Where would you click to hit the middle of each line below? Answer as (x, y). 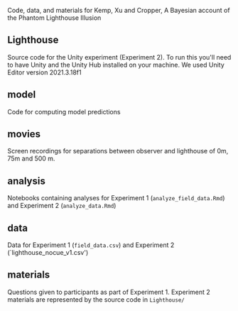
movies (24, 134)
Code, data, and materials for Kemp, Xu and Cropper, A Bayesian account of (119, 10)
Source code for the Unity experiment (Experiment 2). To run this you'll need (119, 57)
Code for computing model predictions (64, 111)
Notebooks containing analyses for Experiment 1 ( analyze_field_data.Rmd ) (116, 198)
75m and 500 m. (31, 158)
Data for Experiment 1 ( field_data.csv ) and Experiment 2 (91, 245)
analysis (27, 181)
